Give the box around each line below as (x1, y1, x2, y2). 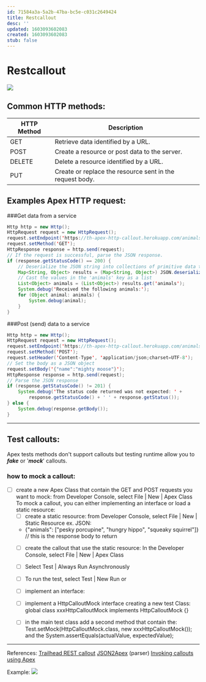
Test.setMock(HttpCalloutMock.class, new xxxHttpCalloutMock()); (24, 625, 193, 633)
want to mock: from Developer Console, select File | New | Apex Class (15, 493, 193, 500)
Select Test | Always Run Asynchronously (24, 563, 130, 570)
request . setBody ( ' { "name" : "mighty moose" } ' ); (7, 366, 125, 372)
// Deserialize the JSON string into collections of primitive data (18, 264, 196, 270)
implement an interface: (24, 588, 85, 595)
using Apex (7, 656, 35, 664)
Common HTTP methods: (7, 102, 106, 112)
